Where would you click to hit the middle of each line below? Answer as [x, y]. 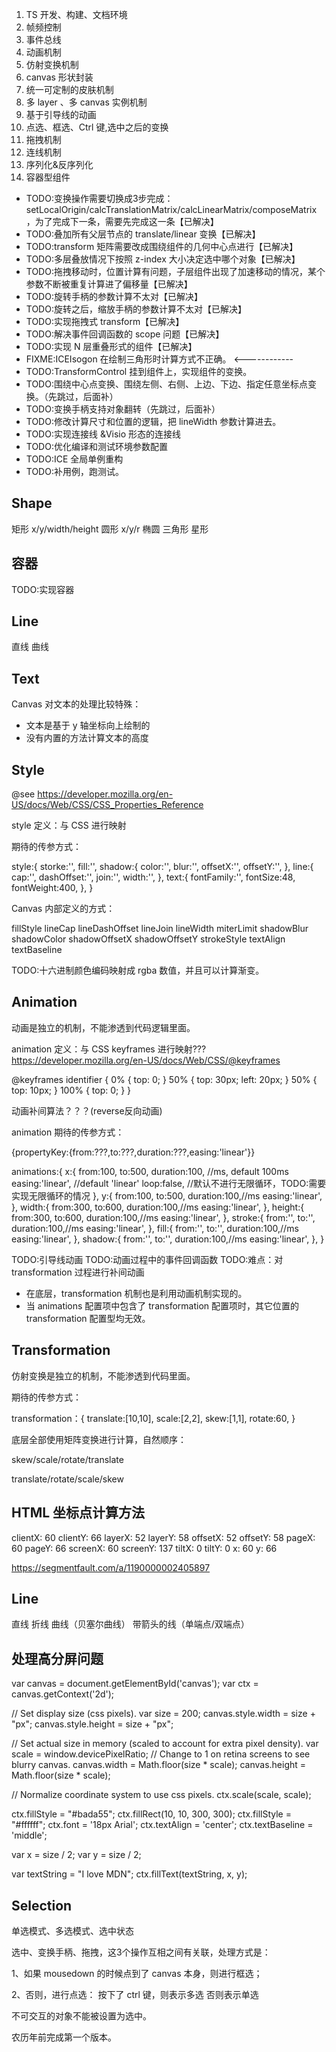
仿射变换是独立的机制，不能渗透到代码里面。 [103, 1375]
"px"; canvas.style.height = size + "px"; [92, 1724]
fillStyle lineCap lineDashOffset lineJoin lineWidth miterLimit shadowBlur [160, 929]
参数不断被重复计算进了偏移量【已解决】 [109, 284]
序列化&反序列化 [59, 164]
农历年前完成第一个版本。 [64, 2037]
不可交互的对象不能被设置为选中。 [81, 2015]
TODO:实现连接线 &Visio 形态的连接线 [103, 434]
